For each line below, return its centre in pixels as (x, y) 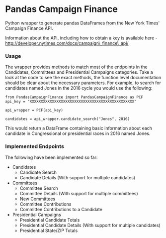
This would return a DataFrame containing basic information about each (79, 128)
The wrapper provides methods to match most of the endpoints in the (76, 67)
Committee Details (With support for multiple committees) (79, 193)
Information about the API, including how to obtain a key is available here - (81, 38)
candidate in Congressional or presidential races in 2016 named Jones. (78, 133)
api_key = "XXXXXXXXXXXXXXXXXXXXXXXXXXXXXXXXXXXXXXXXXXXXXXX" (71, 102)
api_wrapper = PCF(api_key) (34, 111)
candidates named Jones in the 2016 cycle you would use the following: (79, 88)
